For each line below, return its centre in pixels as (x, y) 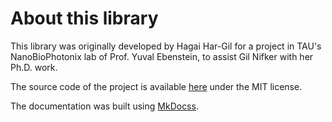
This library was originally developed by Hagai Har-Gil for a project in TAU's (166, 46)
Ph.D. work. (34, 67)
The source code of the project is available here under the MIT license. (156, 86)
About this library (84, 18)
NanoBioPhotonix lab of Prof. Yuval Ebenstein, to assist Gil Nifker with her (162, 56)
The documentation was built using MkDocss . (104, 106)
